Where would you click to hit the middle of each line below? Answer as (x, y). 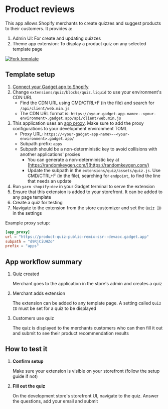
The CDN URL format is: (45, 113)
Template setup (30, 75)
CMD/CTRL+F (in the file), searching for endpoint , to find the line (94, 176)
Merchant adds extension (39, 293)
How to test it (26, 349)
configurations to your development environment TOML (70, 128)
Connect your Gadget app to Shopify (50, 87)
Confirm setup (28, 361)
